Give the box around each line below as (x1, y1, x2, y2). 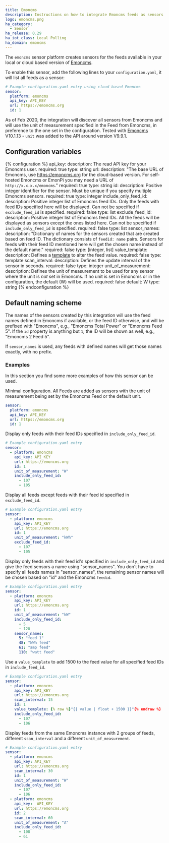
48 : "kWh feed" (18, 640, 51, 645)
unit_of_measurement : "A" (14, 820, 69, 825)
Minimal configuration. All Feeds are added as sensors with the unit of (5, 388, 151, 394)
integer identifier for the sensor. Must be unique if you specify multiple (5, 188, 152, 194)
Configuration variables (5, 147, 82, 156)
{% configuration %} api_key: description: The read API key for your (5, 161, 147, 167)
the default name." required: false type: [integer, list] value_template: (5, 247, 148, 253)
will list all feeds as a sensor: (5, 74, 65, 81)
